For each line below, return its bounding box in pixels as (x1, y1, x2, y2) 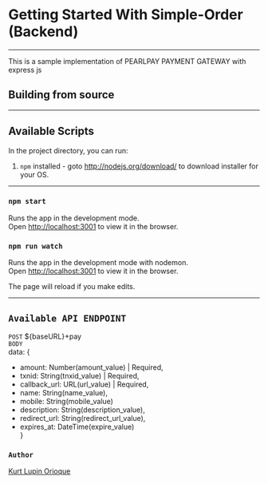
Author (8, 450, 34, 459)
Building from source (8, 88, 115, 101)
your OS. (19, 169, 49, 179)
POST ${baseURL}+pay (8, 331, 82, 341)
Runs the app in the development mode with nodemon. (8, 258, 189, 268)
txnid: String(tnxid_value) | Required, (19, 371, 140, 380)
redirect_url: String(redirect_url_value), (19, 413, 146, 423)
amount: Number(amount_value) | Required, (19, 362, 164, 372)
